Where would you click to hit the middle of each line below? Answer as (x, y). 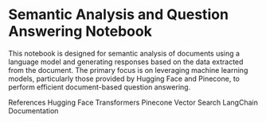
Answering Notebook (80, 31)
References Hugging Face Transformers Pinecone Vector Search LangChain (133, 102)
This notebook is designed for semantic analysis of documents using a (124, 53)
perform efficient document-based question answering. (100, 87)
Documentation (33, 111)
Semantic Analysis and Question (119, 15)
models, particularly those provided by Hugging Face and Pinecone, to (124, 78)
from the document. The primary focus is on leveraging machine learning (128, 70)
